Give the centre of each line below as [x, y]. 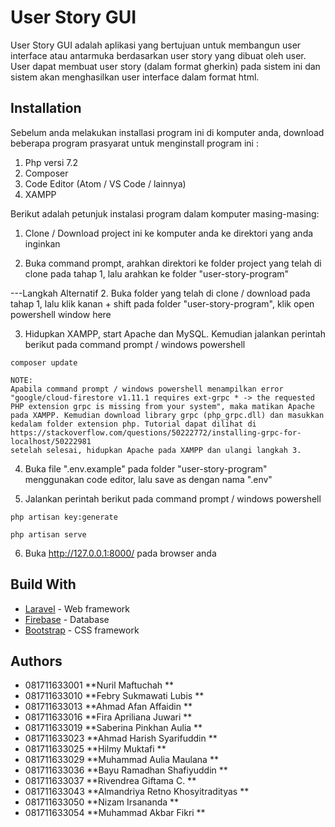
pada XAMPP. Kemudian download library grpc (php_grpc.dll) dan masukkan [167, 415]
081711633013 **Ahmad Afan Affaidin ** [108, 707]
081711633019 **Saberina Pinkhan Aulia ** [113, 728]
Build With [43, 584]
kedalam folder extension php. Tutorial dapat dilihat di [133, 424]
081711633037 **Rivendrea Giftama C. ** [110, 781]
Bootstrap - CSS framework [82, 630]
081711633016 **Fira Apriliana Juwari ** [108, 717]
